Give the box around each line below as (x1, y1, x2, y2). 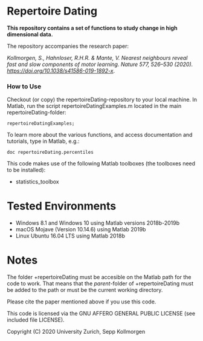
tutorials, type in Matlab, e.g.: (7, 137, 80, 145)
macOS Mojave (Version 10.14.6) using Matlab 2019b (15, 226, 146, 233)
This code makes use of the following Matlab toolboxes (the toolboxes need (7, 160, 196, 167)
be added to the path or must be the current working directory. (7, 286, 163, 294)
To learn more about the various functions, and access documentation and (7, 131, 193, 139)
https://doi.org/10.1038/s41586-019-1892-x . (7, 67, 115, 74)
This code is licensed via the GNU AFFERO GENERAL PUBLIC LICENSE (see (7, 310, 196, 317)
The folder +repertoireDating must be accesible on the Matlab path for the (7, 274, 192, 281)
